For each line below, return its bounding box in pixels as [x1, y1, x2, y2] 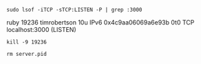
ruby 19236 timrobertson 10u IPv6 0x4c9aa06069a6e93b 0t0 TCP [6, 18, 195, 27]
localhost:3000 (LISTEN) [6, 26, 76, 33]
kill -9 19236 [6, 39, 47, 46]
